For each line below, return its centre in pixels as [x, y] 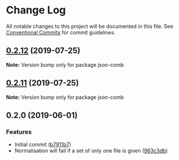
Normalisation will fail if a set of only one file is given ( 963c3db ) [91, 151]
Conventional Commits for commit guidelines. [61, 32]
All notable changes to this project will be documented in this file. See [90, 26]
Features [19, 131]
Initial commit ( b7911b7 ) [43, 145]
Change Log [36, 10]
